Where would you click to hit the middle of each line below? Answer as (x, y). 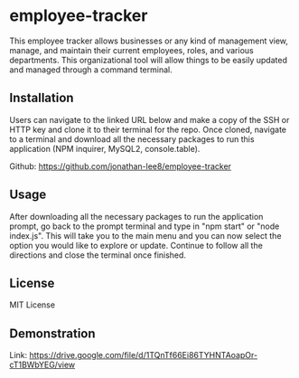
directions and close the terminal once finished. (98, 255)
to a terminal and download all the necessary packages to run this (132, 139)
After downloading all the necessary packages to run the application (136, 216)
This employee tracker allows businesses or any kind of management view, (149, 41)
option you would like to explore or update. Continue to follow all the (136, 245)
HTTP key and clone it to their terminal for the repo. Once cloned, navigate (148, 129)
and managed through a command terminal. (91, 70)
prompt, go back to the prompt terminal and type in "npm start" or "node (145, 226)
